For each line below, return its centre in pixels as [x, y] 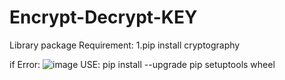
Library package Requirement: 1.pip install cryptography [125, 45]
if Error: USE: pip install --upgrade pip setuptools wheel [142, 64]
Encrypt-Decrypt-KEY [103, 17]
